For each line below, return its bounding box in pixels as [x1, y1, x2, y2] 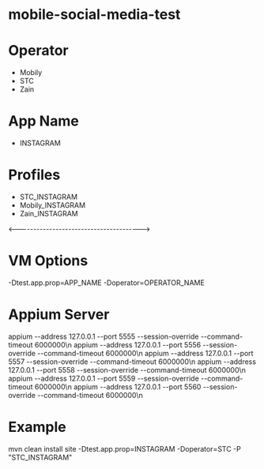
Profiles [8, 166, 61, 184]
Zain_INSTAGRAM [19, 209, 78, 218]
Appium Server [8, 306, 110, 324]
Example [8, 418, 66, 436]
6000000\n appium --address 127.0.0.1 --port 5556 [34, 340, 202, 349]
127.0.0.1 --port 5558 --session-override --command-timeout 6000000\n [8, 365, 247, 374]
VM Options [8, 252, 89, 270]
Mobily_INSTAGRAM [19, 201, 85, 210]
